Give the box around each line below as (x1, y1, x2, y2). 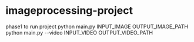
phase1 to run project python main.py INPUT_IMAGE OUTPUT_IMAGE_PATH (5, 23, 189, 30)
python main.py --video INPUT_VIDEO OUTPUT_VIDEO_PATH (5, 29, 153, 36)
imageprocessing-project (5, 4, 133, 17)
